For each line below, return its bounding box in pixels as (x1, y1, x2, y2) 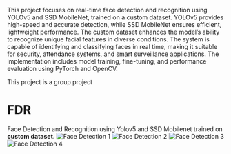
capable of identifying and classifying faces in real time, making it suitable (7, 43, 218, 50)
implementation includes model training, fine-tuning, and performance (7, 57, 207, 65)
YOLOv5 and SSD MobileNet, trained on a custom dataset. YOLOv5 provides (7, 13, 224, 21)
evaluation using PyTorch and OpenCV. (7, 65, 119, 73)
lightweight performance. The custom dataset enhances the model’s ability (7, 28, 220, 36)
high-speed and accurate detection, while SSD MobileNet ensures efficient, (7, 21, 222, 28)
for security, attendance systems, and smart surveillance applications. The (7, 50, 219, 58)
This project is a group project (7, 78, 93, 86)
